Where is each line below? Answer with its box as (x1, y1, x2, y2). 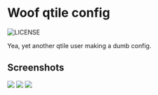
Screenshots (7, 61, 65, 74)
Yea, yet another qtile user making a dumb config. (7, 41, 152, 50)
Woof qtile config (7, 5, 110, 21)
